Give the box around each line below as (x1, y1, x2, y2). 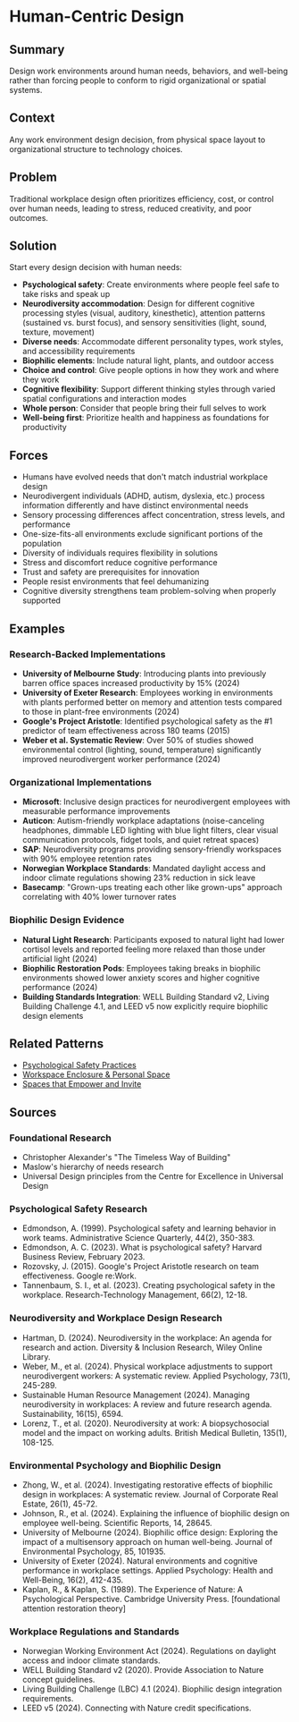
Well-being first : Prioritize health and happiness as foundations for (21, 412, 270, 423)
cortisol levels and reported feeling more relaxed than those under (21, 944, 266, 954)
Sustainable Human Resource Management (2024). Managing (21, 1389, 250, 1400)
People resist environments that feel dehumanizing (21, 576, 210, 587)
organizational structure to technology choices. (9, 143, 183, 154)
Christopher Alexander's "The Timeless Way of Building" (21, 1152, 231, 1163)
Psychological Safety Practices (21, 1060, 137, 1071)
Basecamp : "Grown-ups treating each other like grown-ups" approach (21, 882, 283, 893)
